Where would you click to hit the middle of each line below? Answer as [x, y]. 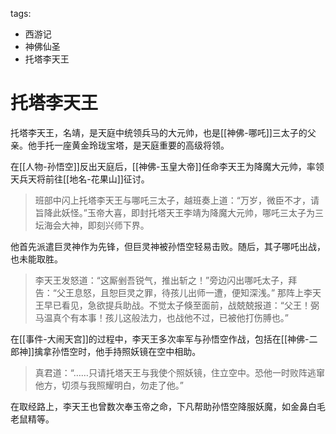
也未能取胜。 [36, 259]
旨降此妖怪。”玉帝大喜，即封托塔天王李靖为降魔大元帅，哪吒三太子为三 [179, 212]
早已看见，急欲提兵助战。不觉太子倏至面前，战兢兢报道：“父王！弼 [181, 305]
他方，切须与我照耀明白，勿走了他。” [109, 385]
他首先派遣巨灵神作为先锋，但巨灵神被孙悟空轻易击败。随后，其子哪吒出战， [168, 246]
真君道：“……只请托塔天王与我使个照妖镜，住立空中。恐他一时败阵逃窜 [179, 372]
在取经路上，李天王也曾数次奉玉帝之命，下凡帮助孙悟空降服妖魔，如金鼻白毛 [168, 406]
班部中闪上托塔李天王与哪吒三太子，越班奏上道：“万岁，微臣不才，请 [177, 200]
